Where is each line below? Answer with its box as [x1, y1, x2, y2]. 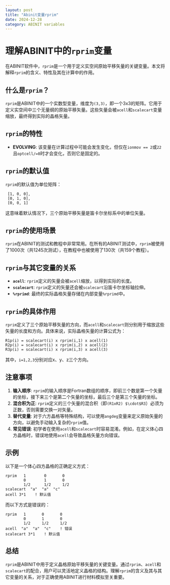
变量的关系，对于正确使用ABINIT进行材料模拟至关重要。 [9, 574, 127, 580]
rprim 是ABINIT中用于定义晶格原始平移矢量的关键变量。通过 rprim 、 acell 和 [5, 561, 161, 567]
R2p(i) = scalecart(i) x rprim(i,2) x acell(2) [5, 343, 108, 348]
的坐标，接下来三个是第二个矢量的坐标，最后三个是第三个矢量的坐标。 [12, 394, 160, 400]
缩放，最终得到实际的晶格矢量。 [5, 113, 72, 119]
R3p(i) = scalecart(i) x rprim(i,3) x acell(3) [5, 347, 108, 352]
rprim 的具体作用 [5, 307, 56, 316]
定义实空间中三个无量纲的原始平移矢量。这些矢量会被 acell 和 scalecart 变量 [5, 107, 162, 113]
